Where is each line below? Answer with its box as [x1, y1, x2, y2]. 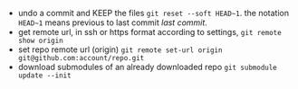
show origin [17, 36, 63, 45]
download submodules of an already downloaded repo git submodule [17, 62, 278, 72]
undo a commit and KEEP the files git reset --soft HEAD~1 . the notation [17, 8, 290, 18]
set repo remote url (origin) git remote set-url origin [17, 44, 223, 55]
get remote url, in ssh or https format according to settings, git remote [17, 27, 283, 37]
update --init [17, 71, 72, 80]
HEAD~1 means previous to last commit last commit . [17, 17, 208, 28]
